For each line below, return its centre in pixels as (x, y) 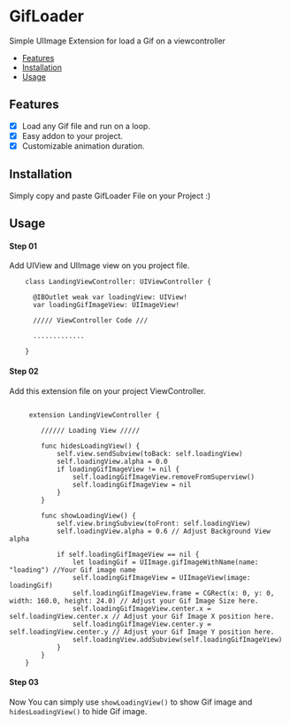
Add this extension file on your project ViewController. (107, 390)
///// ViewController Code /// (90, 320)
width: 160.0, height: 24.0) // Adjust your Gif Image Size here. (134, 601)
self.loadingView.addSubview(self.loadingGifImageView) (177, 639)
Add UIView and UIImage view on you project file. (99, 266)
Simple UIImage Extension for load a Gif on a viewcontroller (118, 41)
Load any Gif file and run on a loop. (86, 126)
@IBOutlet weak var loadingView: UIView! (110, 297)
